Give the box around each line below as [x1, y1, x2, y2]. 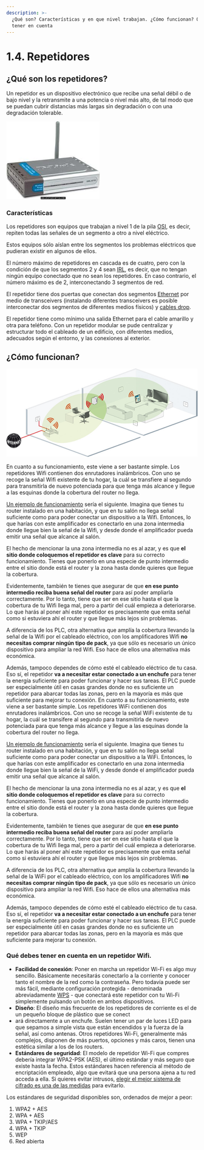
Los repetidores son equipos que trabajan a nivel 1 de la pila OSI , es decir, [6, 223, 191, 230]
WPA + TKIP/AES [15, 1118, 58, 1125]
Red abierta [15, 1137, 44, 1145]
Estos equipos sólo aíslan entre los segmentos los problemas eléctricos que [6, 241, 196, 248]
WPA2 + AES [15, 1105, 47, 1112]
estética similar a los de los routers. [15, 1043, 104, 1050]
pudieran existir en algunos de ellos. [6, 247, 97, 255]
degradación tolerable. [6, 109, 63, 117]
